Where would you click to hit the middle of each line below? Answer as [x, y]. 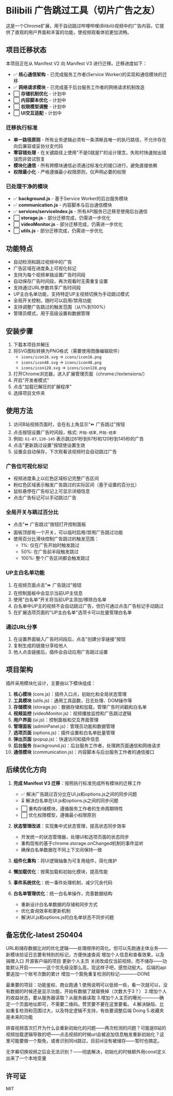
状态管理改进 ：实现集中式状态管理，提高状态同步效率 [70, 826]
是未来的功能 [19, 1017]
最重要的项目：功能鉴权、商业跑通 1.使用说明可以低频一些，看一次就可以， [84, 985]
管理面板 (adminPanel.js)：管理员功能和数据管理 [64, 726]
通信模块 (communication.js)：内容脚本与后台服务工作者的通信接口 [84, 752]
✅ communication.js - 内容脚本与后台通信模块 [63, 205]
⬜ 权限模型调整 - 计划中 [40, 107]
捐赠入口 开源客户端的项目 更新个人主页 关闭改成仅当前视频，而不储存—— [84, 961]
